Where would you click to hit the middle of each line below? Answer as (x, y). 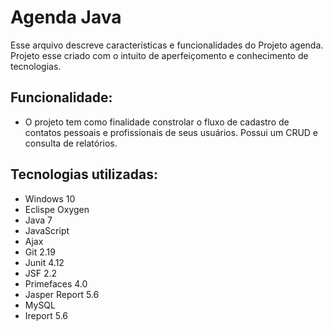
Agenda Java (66, 17)
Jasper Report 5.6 (62, 294)
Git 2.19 (40, 252)
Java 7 (38, 220)
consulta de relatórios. (71, 143)
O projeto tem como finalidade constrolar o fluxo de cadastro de (157, 122)
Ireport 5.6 (46, 315)
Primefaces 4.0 (56, 283)
